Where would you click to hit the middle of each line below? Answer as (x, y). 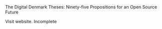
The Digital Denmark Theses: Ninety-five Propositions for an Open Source (81, 7)
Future (12, 12)
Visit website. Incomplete (31, 22)
